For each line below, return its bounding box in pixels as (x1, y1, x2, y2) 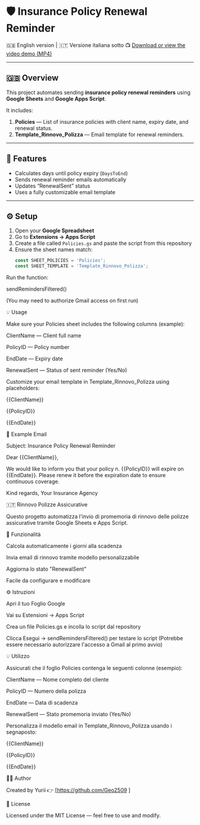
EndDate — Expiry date (6, 355, 64, 362)
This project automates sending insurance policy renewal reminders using (6, 89, 190, 96)
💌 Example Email (6, 431, 47, 438)
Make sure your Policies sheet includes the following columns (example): (6, 320, 185, 328)
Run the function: (6, 274, 49, 281)
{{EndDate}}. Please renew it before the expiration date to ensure (6, 472, 166, 479)
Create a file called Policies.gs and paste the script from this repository (14, 239, 192, 247)
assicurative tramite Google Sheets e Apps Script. (6, 519, 128, 527)
